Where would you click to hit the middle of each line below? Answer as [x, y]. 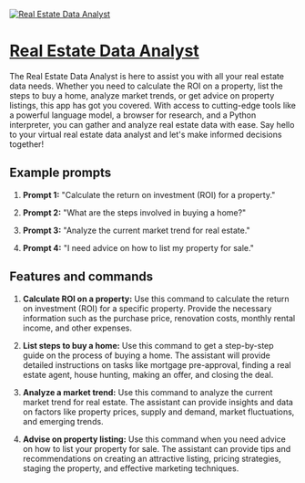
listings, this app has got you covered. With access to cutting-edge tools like [152, 105]
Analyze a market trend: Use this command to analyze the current [147, 392]
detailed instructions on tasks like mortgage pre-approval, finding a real [157, 364]
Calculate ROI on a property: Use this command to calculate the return [156, 299]
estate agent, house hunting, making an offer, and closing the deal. [148, 374]
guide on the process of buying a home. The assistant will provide [146, 355]
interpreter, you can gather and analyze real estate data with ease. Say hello [152, 124]
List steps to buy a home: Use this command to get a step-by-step [148, 345]
